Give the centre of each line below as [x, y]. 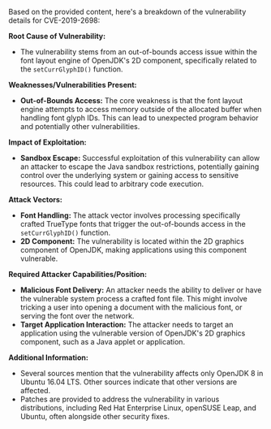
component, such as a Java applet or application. [102, 342]
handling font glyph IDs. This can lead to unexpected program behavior [139, 118]
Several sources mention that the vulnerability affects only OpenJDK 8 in [142, 373]
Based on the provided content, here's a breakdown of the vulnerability [127, 12]
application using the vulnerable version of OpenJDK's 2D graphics [133, 333]
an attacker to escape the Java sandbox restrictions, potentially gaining [140, 167]
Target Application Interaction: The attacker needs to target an [127, 325]
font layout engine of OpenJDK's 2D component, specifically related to [138, 61]
